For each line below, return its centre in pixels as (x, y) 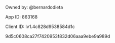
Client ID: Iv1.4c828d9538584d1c (40, 26)
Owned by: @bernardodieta (34, 7)
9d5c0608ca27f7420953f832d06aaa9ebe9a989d (58, 36)
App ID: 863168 (22, 17)
